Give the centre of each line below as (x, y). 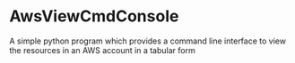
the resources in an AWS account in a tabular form (102, 50)
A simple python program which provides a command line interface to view (148, 41)
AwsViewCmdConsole (94, 16)
